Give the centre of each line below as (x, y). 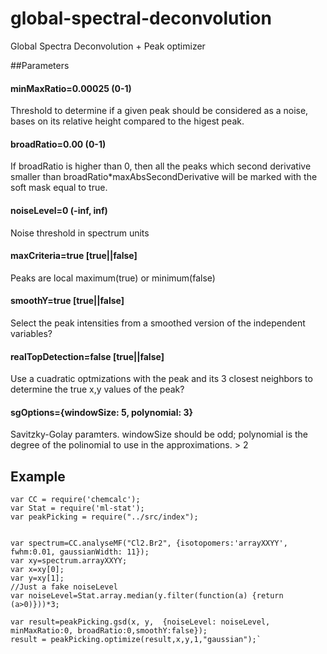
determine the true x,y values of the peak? (97, 389)
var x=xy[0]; (37, 570)
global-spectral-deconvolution (141, 18)
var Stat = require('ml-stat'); (77, 508)
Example (38, 476)
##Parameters (40, 65)
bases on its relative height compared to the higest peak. (127, 121)
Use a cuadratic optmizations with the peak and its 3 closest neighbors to (161, 379)
